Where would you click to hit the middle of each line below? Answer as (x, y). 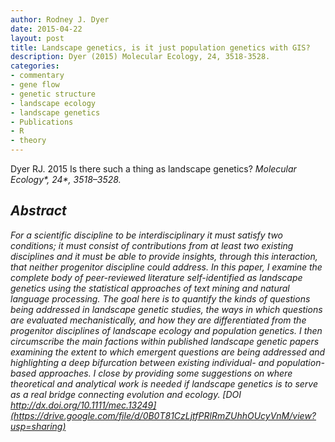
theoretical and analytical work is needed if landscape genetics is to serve (164, 383)
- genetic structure (53, 94)
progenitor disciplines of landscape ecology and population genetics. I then (166, 330)
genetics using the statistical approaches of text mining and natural (150, 288)
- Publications (42, 122)
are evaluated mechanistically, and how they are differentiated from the (158, 320)
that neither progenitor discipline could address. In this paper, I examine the (166, 267)
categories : (35, 66)
